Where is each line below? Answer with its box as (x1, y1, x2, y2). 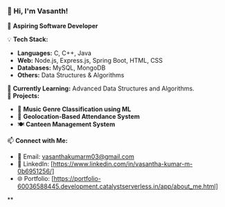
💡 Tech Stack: (7, 35, 48, 43)
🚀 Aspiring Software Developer (7, 22, 98, 30)
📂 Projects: (7, 92, 40, 100)
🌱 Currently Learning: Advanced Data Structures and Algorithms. (7, 84, 195, 92)
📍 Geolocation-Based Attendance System (17, 112, 140, 121)
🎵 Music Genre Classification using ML (17, 105, 132, 113)
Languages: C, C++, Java (17, 49, 92, 57)
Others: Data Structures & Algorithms (17, 71, 125, 79)
